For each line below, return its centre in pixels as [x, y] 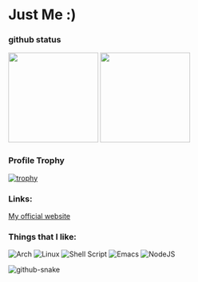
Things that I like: [43, 237]
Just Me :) [42, 15]
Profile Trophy [37, 161]
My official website [40, 216]
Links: [20, 199]
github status [35, 40]
